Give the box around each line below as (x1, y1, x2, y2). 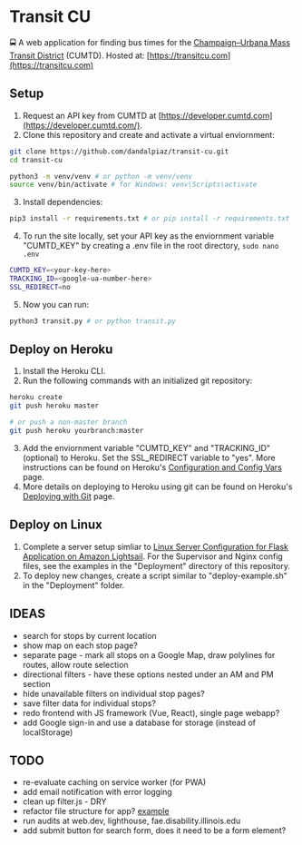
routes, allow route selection (22, 659, 129, 670)
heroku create (9, 393, 63, 402)
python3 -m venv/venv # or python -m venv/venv (9, 172, 193, 181)
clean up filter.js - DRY (22, 796, 107, 807)
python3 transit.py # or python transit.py (9, 316, 177, 326)
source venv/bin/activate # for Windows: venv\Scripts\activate (9, 180, 258, 190)
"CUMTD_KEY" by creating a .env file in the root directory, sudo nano (22, 241, 279, 251)
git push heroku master (9, 401, 100, 410)
